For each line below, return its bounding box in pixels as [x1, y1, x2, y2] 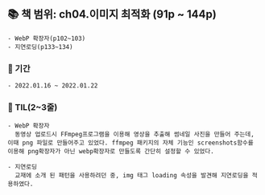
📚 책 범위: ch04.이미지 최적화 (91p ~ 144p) [7, 7, 217, 22]
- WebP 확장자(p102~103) [7, 35, 86, 43]
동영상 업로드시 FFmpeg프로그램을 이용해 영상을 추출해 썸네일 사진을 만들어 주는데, [14, 131, 255, 139]
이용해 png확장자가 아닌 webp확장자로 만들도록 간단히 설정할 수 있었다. [7, 148, 214, 156]
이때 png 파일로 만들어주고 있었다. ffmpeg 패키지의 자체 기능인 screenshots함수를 [7, 139, 255, 147]
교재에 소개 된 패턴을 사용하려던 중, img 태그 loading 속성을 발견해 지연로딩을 [14, 172, 249, 180]
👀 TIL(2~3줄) [7, 102, 58, 113]
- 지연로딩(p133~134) [7, 43, 73, 51]
